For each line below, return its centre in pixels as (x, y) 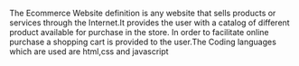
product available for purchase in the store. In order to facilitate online (139, 32)
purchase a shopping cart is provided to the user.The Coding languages (143, 42)
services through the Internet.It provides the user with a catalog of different (150, 23)
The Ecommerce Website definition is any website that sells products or (143, 13)
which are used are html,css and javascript (89, 52)
